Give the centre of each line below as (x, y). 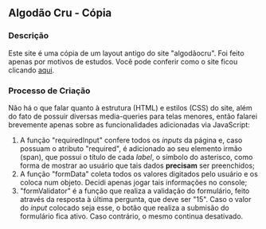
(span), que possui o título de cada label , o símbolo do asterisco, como (136, 157)
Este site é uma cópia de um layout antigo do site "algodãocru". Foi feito (126, 53)
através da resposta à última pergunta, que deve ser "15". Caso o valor (135, 199)
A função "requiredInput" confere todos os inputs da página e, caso (131, 140)
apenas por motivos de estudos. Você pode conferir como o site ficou (123, 61)
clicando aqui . (31, 70)
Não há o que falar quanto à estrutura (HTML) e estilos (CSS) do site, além (130, 107)
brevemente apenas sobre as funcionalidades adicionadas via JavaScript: (129, 124)
